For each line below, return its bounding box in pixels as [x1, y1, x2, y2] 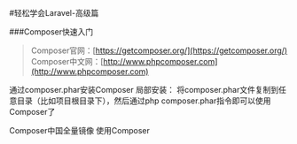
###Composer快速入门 [9, 27, 94, 37]
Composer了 [9, 107, 56, 117]
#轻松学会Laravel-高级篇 [9, 8, 99, 18]
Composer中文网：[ [30, 57, 104, 66]
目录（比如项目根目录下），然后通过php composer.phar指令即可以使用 [16, 95, 271, 106]
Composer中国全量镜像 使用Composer [9, 125, 151, 135]
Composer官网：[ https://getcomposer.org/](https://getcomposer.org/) [30, 45, 288, 56]
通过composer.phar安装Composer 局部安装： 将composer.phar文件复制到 [9, 85, 279, 95]
